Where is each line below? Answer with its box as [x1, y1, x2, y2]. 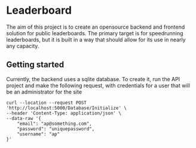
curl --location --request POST [6, 100, 87, 106]
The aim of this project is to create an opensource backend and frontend [6, 23, 185, 30]
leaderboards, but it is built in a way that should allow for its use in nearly [6, 36, 186, 43]
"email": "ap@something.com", [17, 121, 93, 127]
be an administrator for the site [6, 88, 82, 95]
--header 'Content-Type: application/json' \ [6, 110, 121, 116]
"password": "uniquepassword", [17, 126, 95, 132]
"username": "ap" [17, 131, 60, 137]
